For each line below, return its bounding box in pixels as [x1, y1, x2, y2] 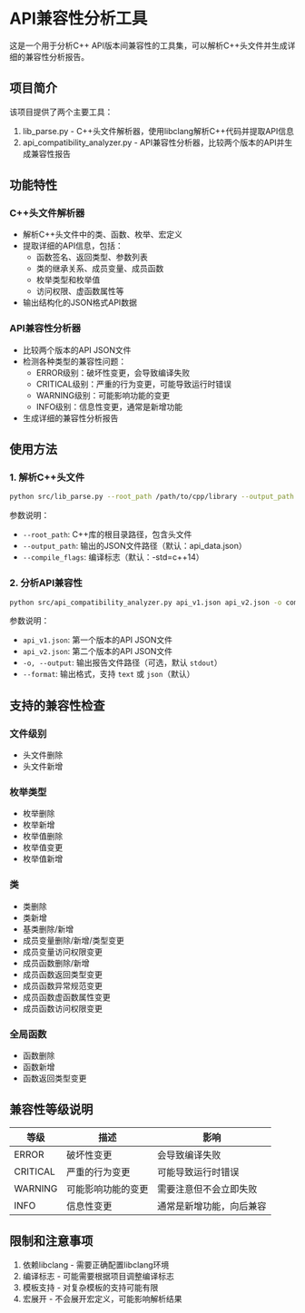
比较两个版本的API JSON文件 [22, 344, 132, 355]
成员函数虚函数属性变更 [22, 991, 111, 1003]
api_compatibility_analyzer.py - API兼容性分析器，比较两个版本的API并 [22, 137, 285, 148]
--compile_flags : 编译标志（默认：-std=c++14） [22, 552, 204, 563]
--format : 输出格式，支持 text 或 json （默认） [22, 669, 195, 680]
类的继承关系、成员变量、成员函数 [35, 263, 164, 274]
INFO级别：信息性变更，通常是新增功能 [35, 401, 183, 412]
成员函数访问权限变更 [22, 1003, 103, 1014]
